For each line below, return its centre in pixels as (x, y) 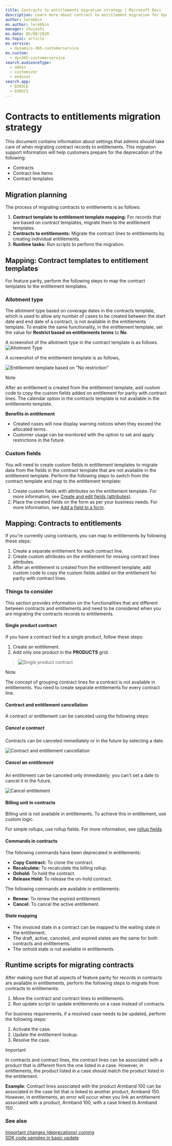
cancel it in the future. (28, 781)
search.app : (18, 82)
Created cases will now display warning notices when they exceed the (87, 424)
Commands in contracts (31, 841)
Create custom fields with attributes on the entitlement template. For (85, 491)
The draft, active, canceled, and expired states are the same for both (85, 938)
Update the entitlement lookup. (45, 1034)
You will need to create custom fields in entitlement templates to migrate (81, 465)
